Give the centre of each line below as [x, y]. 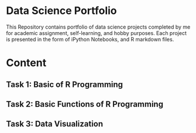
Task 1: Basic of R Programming [65, 84]
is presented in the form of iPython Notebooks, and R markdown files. [90, 39]
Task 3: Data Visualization [55, 124]
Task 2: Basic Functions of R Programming [85, 104]
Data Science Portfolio [61, 11]
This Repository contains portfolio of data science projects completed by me [98, 27]
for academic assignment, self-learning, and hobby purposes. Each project [97, 33]
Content [26, 63]
